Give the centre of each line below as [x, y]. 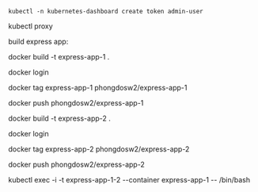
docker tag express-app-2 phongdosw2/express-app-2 [99, 149]
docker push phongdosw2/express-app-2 [76, 164]
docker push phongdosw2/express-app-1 [76, 103]
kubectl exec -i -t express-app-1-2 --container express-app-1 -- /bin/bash [129, 180]
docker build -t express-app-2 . [59, 118]
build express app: [38, 41]
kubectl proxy [30, 26]
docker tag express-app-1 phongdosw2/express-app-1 [98, 88]
